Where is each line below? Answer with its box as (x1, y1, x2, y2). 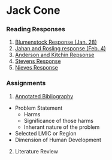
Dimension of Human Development (14, 136, 102, 143)
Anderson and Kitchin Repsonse (14, 52, 95, 59)
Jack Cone (6, 4, 60, 17)
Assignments (6, 79, 46, 87)
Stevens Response (14, 58, 61, 65)
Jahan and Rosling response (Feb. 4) (14, 45, 106, 52)
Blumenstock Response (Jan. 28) (14, 38, 97, 46)
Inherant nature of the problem (23, 123, 100, 131)
